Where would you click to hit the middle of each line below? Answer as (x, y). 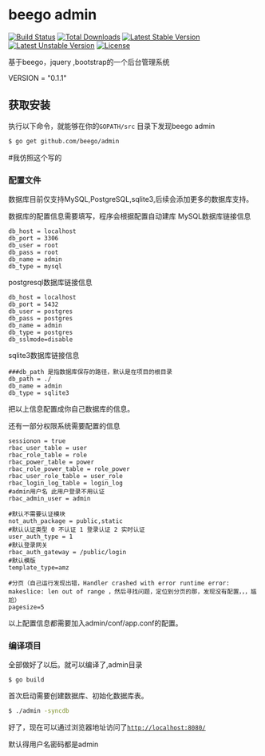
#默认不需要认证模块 (37, 514)
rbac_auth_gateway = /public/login (67, 552)
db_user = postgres (41, 311)
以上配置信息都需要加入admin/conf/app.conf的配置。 (95, 623)
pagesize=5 (26, 607)
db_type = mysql (35, 266)
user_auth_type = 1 (41, 537)
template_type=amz (39, 567)
